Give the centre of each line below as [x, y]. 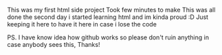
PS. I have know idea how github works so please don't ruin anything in [108, 37]
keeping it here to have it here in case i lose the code [82, 24]
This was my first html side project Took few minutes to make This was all [111, 10]
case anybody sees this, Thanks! [54, 44]
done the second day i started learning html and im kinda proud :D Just [108, 17]
